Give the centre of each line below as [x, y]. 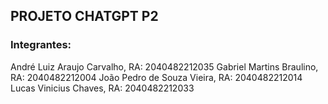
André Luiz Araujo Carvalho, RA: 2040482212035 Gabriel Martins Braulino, [164, 66]
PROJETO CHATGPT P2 [84, 16]
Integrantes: [41, 45]
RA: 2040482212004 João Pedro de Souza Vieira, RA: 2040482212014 [156, 77]
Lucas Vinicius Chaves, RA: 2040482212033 [102, 88]
